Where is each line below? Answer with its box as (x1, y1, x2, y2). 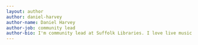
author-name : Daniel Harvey (6, 19, 76, 25)
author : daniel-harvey (6, 14, 62, 20)
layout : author (6, 8, 44, 15)
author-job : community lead (6, 25, 76, 31)
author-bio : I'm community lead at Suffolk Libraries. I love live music (6, 30, 193, 36)
